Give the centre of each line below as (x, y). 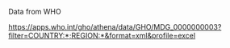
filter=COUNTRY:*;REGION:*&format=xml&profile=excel (102, 36)
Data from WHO (35, 12)
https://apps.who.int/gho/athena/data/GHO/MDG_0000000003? (115, 27)
